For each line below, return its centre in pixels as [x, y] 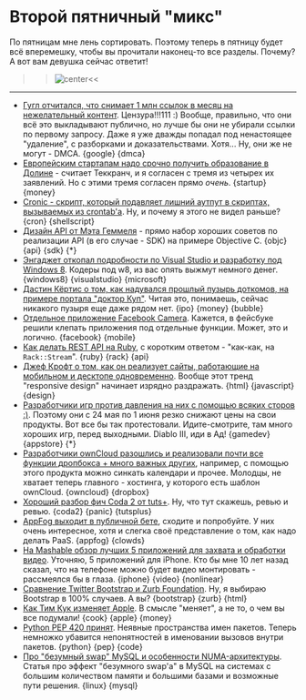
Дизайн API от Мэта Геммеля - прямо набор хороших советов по [150, 230]
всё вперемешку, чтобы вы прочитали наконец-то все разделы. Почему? [153, 51]
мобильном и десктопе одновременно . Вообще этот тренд [138, 376]
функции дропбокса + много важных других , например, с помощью [156, 462]
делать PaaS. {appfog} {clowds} [84, 540]
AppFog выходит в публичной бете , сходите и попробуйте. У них [148, 521]
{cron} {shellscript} [59, 221]
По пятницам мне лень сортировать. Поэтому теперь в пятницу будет [147, 42]
